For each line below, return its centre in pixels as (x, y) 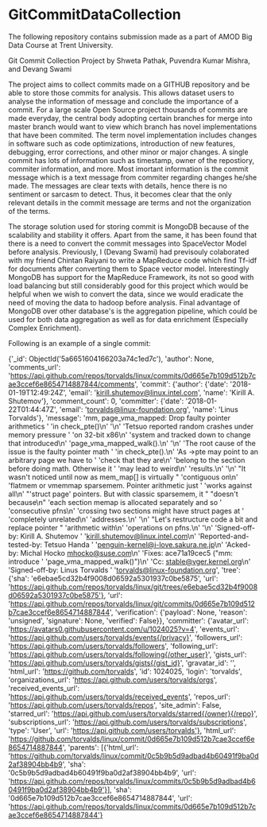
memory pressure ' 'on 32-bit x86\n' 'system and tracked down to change (130, 434)
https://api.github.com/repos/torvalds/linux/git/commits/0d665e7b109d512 (133, 604)
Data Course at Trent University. (61, 45)
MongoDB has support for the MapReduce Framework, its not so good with (131, 277)
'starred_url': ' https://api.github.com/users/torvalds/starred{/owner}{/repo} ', (133, 713)
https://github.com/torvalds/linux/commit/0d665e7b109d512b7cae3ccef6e (133, 739)
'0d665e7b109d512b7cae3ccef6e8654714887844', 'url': (101, 798)
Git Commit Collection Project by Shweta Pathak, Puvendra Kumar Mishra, (129, 60)
